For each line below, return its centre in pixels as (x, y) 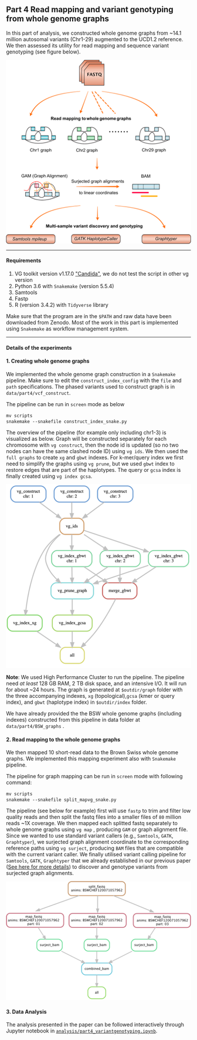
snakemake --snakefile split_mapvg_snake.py (61, 800)
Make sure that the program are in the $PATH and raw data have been (89, 316)
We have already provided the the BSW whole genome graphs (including (94, 713)
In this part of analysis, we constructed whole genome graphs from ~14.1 (94, 33)
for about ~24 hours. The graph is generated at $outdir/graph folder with (94, 690)
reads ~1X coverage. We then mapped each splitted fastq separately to (92, 823)
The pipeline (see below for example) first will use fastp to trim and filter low (98, 811)
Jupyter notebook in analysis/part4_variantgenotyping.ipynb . (82, 1031)
